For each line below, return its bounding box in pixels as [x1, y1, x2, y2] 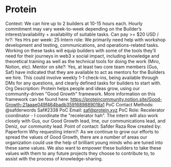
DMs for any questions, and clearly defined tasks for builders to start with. [5, 80, 162, 86]
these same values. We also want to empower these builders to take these [5, 145, 162, 151]
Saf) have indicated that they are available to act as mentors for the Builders [5, 69, 165, 75]
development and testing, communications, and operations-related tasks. [5, 42, 160, 48]
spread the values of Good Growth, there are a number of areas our [5, 134, 148, 140]
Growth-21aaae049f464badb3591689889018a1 [5, 101, 105, 107]
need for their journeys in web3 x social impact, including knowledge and [5, 52, 160, 59]
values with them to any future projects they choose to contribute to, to [5, 150, 155, 156]
